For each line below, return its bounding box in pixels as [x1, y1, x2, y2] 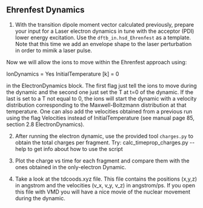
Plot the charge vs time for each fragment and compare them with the [15, 157, 190, 164]
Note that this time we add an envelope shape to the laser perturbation [15, 40, 192, 47]
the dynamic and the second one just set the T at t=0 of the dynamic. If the [6, 88, 194, 96]
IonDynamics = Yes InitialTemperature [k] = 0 [6, 70, 119, 78]
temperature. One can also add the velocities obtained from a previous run [6, 107, 193, 115]
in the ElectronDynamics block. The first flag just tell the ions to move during [6, 82, 197, 89]
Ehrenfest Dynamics [6, 5, 85, 15]
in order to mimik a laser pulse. [15, 47, 93, 54]
